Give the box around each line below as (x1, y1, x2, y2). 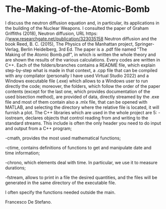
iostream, (5, 115, 25, 121)
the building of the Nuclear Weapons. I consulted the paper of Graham (5, 25, 149, 31)
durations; (5, 165, 26, 171)
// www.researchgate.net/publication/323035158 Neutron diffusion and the (5, 36, 157, 42)
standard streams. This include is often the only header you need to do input (5, 120, 161, 126)
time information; (5, 150, 40, 156)
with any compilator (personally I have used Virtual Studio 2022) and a (5, 72, 149, 78)
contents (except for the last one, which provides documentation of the (5, 88, 150, 94)
